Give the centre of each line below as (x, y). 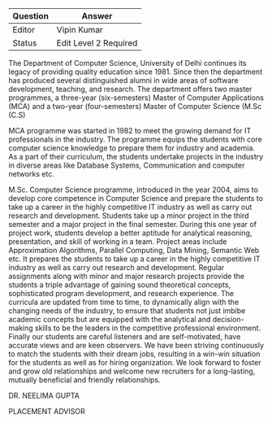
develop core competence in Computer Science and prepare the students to (136, 198)
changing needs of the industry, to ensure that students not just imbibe (127, 311)
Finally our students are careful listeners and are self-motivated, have (125, 336)
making (21, 328)
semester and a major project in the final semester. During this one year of (133, 224)
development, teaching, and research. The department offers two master (130, 89)
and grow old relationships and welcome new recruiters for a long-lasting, (132, 371)
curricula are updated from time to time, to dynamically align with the (124, 302)
